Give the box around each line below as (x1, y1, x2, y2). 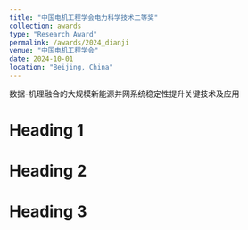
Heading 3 (9, 201, 87, 222)
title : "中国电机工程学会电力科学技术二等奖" (9, 12, 159, 22)
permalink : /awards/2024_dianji (9, 37, 129, 47)
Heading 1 (9, 120, 85, 141)
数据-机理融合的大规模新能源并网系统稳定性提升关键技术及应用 (9, 88, 240, 99)
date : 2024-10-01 (9, 54, 74, 63)
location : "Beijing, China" (9, 63, 114, 72)
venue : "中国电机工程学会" (9, 46, 99, 55)
